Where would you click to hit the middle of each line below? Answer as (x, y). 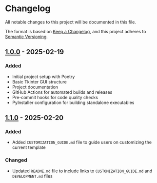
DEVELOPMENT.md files (32, 176)
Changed (16, 160)
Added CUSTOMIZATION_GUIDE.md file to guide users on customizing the (82, 142)
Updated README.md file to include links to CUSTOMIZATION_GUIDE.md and (82, 171)
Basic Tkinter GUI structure (39, 81)
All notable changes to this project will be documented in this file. (71, 22)
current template (29, 147)
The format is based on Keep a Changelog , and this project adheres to (76, 31)
